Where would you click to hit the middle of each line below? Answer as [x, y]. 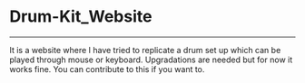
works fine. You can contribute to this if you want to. [107, 69]
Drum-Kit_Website [81, 17]
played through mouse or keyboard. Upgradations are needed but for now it [151, 60]
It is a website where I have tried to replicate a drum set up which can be [145, 50]
